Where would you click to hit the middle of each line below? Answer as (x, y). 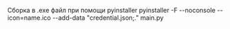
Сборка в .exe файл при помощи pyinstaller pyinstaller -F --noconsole (111, 10)
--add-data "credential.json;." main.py (108, 18)
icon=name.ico (29, 18)
